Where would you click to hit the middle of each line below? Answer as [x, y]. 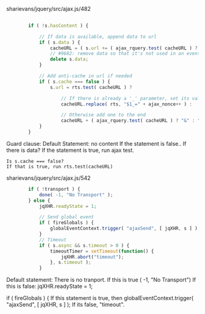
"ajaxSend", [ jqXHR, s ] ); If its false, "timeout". [66, 305]
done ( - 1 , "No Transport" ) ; [76, 194]
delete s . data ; [69, 59]
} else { [39, 201]
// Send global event [67, 217]
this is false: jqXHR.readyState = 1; [49, 287]
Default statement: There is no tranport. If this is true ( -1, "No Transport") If [101, 280]
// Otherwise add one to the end [103, 115]
